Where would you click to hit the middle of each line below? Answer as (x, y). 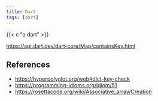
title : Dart (21, 12)
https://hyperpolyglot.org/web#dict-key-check (72, 79)
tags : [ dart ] (22, 17)
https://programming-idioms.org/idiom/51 (66, 85)
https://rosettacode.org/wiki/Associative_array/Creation (83, 92)
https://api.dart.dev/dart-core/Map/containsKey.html (71, 46)
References (28, 64)
